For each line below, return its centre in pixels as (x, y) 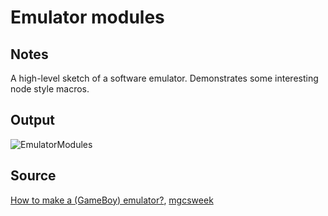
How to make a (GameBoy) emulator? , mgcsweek (112, 200)
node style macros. (50, 89)
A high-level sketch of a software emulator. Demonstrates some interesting (164, 78)
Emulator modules (87, 17)
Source (33, 176)
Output (32, 120)
